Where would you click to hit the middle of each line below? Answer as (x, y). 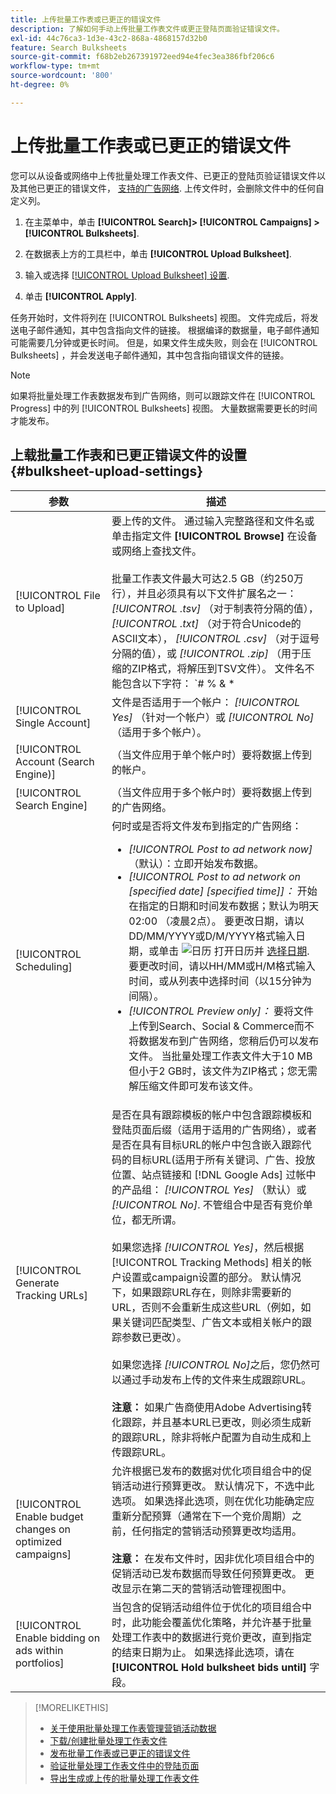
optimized (39, 1541)
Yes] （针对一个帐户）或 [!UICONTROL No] (213, 717)
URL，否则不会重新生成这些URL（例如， (206, 1307)
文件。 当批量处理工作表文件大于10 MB (220, 1056)
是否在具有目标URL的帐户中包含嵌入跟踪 (206, 1144)
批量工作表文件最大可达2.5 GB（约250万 (207, 578)
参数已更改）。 (154, 1337)
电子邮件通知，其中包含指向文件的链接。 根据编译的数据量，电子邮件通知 (169, 330)
